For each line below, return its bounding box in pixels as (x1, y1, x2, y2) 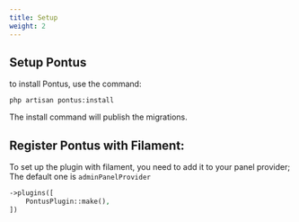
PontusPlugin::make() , (25, 197, 110, 206)
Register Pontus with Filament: (9, 138, 185, 153)
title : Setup (9, 13, 58, 22)
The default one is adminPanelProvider (9, 172, 151, 182)
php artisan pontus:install (9, 96, 115, 105)
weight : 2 (9, 22, 47, 31)
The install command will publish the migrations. (9, 111, 189, 122)
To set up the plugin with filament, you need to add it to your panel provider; (9, 162, 290, 173)
